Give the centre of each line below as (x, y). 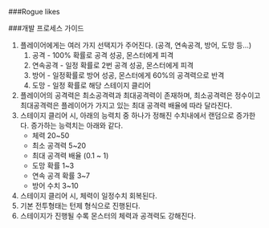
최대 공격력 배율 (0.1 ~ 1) (70, 155)
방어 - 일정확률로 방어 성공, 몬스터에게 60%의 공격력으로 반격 (128, 75)
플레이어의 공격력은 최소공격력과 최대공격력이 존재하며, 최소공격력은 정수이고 (140, 95)
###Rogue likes (34, 12)
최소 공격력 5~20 (59, 145)
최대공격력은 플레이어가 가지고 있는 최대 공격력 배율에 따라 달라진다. (126, 105)
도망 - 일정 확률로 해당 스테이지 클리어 (91, 85)
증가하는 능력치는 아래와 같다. (77, 125)
